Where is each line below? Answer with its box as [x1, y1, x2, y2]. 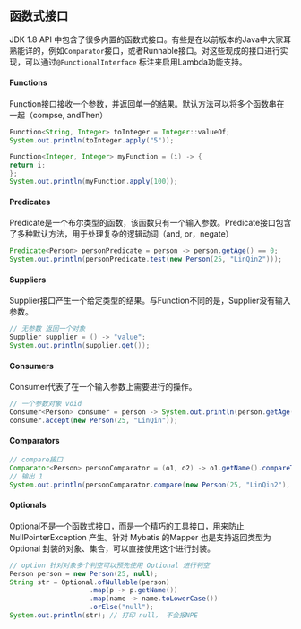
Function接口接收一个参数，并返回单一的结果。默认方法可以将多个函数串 [9, 99, 277, 109]
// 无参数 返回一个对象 [9, 324, 86, 333]
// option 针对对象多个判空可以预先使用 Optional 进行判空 [9, 561, 211, 570]
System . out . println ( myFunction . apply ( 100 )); [9, 177, 178, 186]
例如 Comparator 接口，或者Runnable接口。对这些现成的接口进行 [47, 45, 280, 56]
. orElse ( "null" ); [89, 603, 154, 612]
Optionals [9, 500, 47, 511]
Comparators [9, 435, 60, 446]
